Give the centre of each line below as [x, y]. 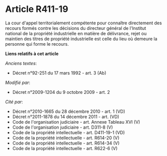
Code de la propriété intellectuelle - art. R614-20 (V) [66, 138]
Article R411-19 [37, 9]
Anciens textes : [21, 63]
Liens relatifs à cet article [32, 54]
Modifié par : [18, 82]
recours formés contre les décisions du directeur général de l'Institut [76, 28]
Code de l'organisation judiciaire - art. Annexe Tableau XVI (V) [76, 122]
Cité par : [14, 102]
